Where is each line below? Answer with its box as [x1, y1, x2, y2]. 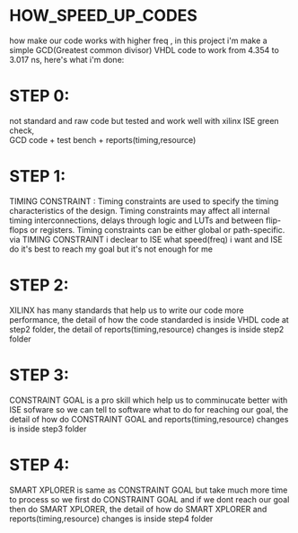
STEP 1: [9, 166, 66, 187]
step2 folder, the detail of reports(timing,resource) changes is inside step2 [9, 324, 285, 334]
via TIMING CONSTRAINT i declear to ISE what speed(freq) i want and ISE [9, 234, 283, 244]
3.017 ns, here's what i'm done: [9, 54, 125, 65]
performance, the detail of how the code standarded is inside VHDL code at [9, 314, 289, 324]
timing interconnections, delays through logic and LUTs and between [9, 215, 265, 226]
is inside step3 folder [9, 423, 87, 434]
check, [9, 125, 35, 136]
